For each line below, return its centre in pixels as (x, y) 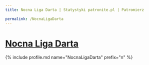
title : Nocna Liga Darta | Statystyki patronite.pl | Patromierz (74, 10)
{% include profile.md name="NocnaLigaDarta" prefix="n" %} (69, 57)
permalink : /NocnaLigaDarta (34, 19)
